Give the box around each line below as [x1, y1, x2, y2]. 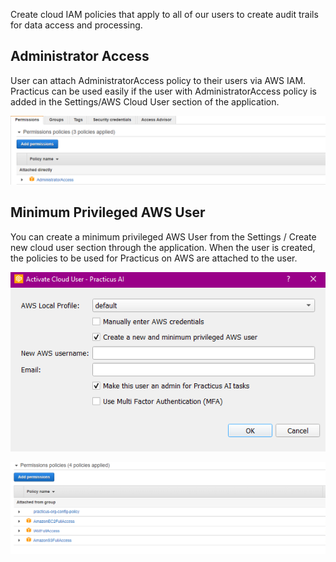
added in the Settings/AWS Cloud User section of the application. [10, 95, 280, 108]
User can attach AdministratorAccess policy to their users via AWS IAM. [10, 74, 307, 86]
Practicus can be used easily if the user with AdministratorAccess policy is [10, 85, 318, 97]
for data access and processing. [10, 19, 143, 31]
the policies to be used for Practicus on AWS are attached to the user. [10, 252, 298, 264]
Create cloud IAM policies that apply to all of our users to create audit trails [10, 9, 319, 20]
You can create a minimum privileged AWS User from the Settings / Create [10, 230, 317, 243]
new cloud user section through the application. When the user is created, [10, 241, 316, 253]
